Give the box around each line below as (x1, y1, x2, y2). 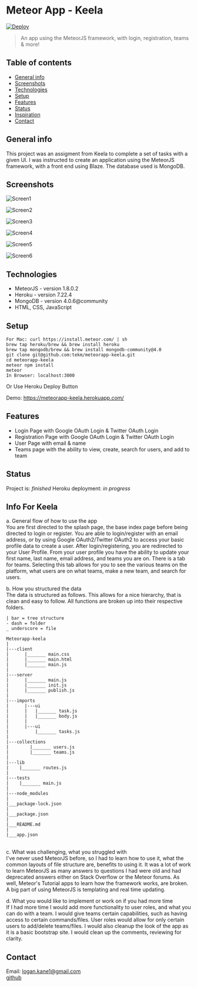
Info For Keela (6, 502, 58, 512)
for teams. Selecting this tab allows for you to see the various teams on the (6, 561, 188, 569)
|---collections (6, 739, 46, 745)
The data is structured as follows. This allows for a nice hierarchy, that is (6, 592, 182, 599)
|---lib (6, 760, 25, 766)
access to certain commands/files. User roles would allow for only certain (6, 916, 185, 923)
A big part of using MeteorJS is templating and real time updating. (6, 886, 166, 893)
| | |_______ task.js (6, 708, 78, 714)
